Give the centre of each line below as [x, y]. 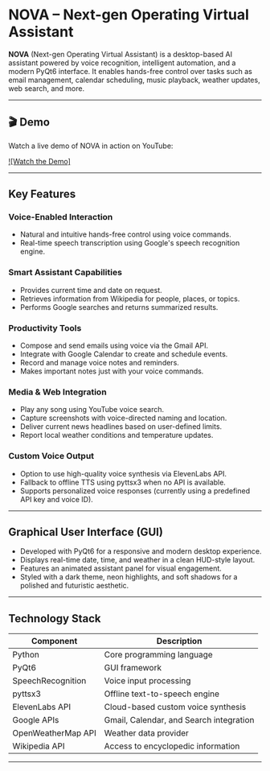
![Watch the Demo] [39, 161]
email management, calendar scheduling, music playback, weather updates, [134, 80]
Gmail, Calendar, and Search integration [179, 720]
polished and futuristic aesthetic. [74, 586]
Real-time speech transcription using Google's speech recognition [130, 243]
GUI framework [133, 668]
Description [179, 641]
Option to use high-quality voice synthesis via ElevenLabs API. [123, 473]
